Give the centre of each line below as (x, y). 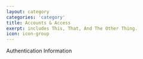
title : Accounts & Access (38, 23)
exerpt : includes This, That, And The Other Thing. (72, 28)
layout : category (28, 12)
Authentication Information (39, 51)
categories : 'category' (36, 17)
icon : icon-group (28, 34)
